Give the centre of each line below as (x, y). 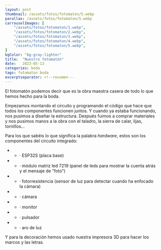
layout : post (18, 9)
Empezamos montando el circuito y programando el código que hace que (78, 105)
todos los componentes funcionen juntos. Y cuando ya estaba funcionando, (81, 111)
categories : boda (23, 68)
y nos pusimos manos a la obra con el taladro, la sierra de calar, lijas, (74, 121)
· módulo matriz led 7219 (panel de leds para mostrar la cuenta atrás (88, 166)
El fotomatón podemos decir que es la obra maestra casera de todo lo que (79, 91)
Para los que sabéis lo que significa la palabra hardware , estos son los (75, 135)
